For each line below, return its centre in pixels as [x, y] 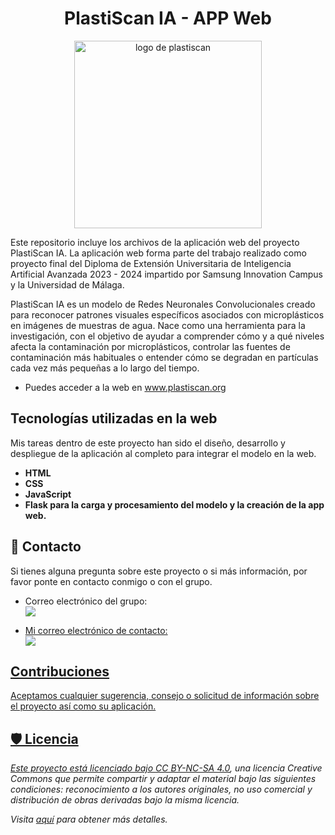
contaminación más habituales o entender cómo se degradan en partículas [164, 357]
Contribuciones [60, 671]
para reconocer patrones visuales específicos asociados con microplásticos [167, 314]
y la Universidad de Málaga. [67, 284]
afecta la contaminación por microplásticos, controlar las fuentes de [150, 346]
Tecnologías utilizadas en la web [114, 418]
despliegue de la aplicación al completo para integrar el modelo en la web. [163, 453]
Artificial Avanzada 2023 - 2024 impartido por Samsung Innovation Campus [167, 274]
